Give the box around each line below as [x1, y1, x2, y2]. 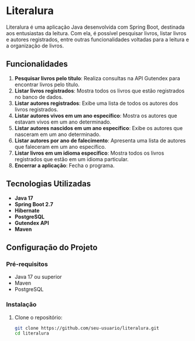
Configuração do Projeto [6, 242, 98, 253]
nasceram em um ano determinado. [14, 131, 101, 138]
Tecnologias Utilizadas [6, 179, 91, 189]
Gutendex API [14, 219, 49, 226]
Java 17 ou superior [14, 274, 63, 281]
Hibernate [14, 207, 40, 214]
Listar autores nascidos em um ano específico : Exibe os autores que [14, 124, 183, 131]
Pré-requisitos [6, 260, 48, 268]
